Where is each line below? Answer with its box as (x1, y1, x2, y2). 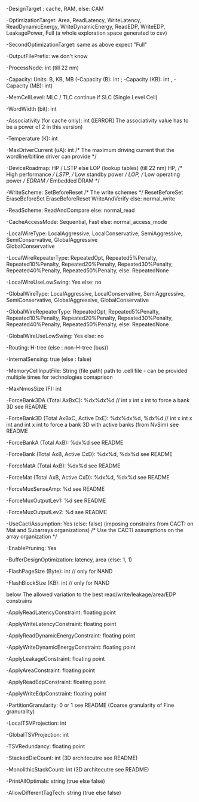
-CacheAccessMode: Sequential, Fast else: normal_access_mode (6, 218, 167, 225)
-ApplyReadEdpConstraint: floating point (6, 679, 106, 685)
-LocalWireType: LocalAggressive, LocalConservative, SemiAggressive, (6, 230, 183, 237)
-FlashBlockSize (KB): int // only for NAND (6, 579, 110, 586)
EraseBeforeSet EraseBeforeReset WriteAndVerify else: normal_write (6, 195, 175, 202)
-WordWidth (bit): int (6, 105, 57, 113)
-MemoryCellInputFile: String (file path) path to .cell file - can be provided (6, 367, 188, 374)
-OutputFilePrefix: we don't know (6, 53, 88, 59)
